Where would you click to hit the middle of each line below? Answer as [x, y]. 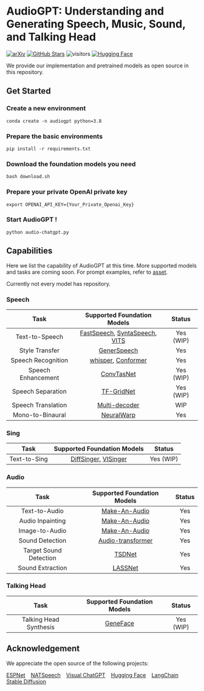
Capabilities [29, 251]
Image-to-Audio [42, 531]
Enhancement [39, 378]
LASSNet [125, 568]
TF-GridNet [118, 391]
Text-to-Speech [39, 336]
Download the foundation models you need [71, 164]
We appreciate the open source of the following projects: [77, 663]
